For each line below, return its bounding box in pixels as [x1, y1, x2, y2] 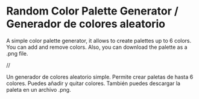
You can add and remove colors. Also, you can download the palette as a [6, 43, 188, 51]
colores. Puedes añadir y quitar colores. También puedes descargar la [6, 80, 181, 87]
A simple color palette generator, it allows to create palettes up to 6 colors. [6, 37, 192, 44]
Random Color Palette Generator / [6, 4, 179, 18]
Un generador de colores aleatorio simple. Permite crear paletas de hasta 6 [6, 73, 194, 80]
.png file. [6, 49, 28, 57]
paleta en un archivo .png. [6, 86, 71, 93]
